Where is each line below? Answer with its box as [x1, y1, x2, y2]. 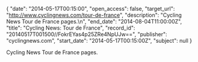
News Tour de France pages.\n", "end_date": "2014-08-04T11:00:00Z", [6, 18, 182, 25]
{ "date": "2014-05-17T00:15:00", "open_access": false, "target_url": [6, 5, 175, 12]
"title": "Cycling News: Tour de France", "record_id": [6, 24, 135, 31]
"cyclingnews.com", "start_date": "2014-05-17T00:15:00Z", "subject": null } [6, 37, 193, 44]
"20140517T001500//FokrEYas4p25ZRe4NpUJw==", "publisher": [6, 31, 167, 38]
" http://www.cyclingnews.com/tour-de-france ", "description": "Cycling [6, 11, 182, 19]
